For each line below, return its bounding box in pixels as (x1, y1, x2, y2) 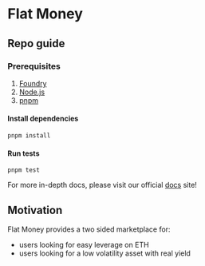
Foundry (18, 78, 47, 88)
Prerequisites (7, 61, 61, 72)
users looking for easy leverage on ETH (18, 240, 149, 250)
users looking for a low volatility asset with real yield (18, 248, 191, 258)
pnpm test (7, 166, 41, 174)
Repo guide (7, 37, 65, 50)
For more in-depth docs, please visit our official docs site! (7, 181, 197, 190)
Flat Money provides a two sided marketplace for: (7, 224, 171, 234)
